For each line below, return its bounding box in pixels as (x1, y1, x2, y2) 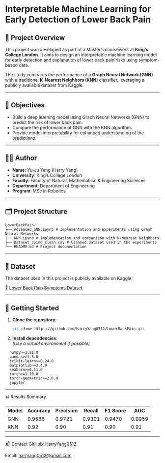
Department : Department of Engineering (12, 183, 95, 188)
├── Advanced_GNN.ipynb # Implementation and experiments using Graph (5, 227, 153, 232)
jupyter (9, 380, 26, 385)
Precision (55, 407, 78, 414)
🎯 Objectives (5, 101, 45, 109)
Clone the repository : (12, 317, 57, 323)
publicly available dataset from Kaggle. (5, 82, 84, 88)
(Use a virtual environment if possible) (12, 340, 90, 346)
